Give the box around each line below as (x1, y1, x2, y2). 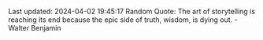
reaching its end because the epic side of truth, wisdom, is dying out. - (8, 15, 238, 24)
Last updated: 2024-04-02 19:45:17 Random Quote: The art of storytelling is (8, 7, 256, 16)
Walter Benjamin (8, 24, 61, 32)
